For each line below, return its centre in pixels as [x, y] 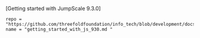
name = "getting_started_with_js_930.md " [59, 29]
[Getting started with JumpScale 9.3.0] [53, 8]
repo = [14, 19]
